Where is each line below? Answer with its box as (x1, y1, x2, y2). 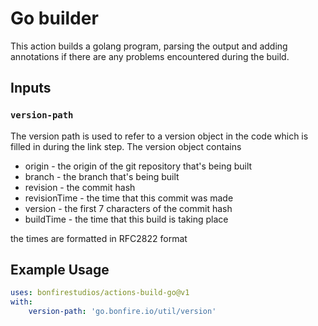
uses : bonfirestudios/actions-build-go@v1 (10, 288, 190, 298)
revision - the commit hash (24, 181, 136, 193)
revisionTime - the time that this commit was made (24, 192, 234, 204)
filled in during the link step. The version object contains (10, 140, 242, 152)
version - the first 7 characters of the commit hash (24, 202, 233, 214)
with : (10, 297, 33, 307)
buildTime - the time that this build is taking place (24, 213, 229, 225)
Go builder (10, 7, 99, 30)
